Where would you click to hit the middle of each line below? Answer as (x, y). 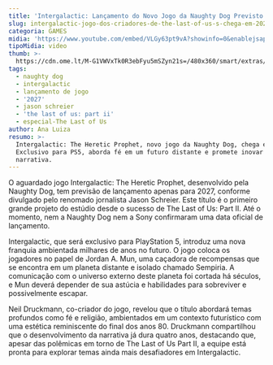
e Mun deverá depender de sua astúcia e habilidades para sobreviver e (128, 285)
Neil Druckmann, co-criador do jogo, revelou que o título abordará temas (130, 309)
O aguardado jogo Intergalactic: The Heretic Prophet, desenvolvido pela (129, 183)
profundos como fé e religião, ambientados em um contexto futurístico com (135, 318)
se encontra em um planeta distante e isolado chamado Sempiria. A (121, 267)
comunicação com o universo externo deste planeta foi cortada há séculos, (135, 276)
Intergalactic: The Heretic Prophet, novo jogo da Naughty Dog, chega (138, 144)
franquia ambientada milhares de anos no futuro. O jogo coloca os (119, 250)
